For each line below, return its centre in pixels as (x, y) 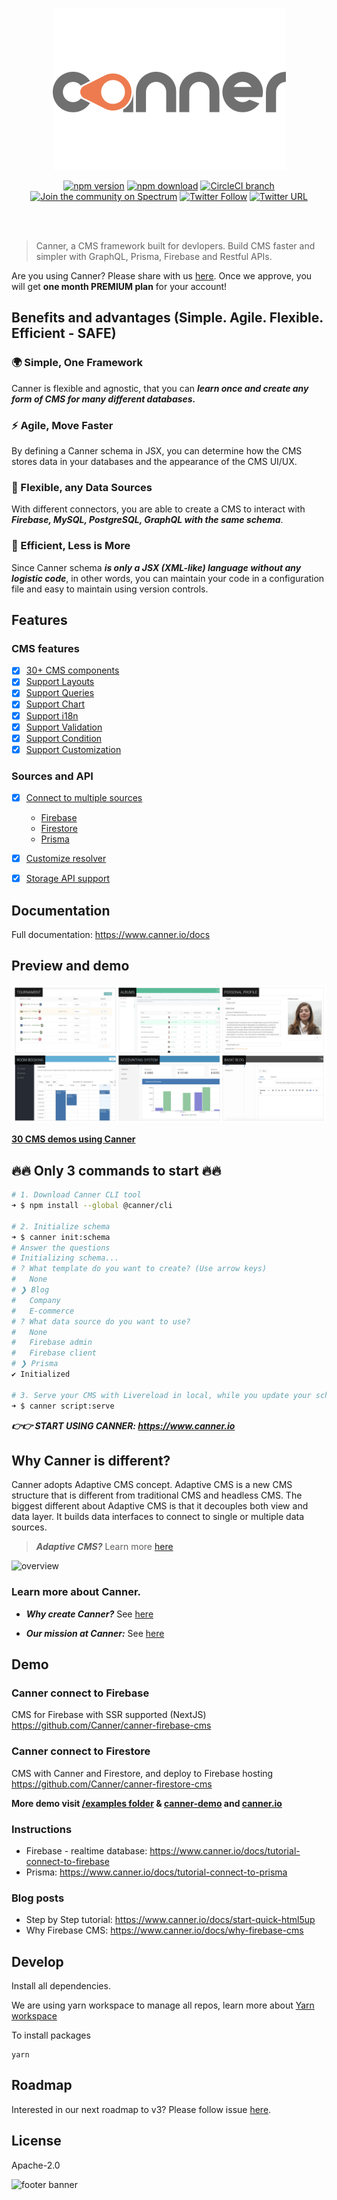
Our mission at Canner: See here (95, 1633)
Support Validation (64, 727)
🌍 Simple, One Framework (77, 363)
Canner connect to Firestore (81, 1751)
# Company (36, 1300)
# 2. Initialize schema (61, 1226)
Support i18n (52, 715)
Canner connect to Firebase (80, 1693)
